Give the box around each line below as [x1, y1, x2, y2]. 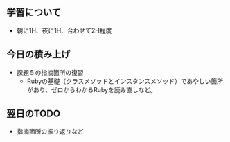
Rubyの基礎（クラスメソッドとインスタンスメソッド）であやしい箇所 [26, 77, 224, 85]
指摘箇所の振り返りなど [16, 127, 84, 136]
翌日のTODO [6, 108, 60, 120]
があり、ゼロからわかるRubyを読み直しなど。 [26, 85, 157, 94]
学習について [6, 6, 62, 19]
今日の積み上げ [6, 48, 71, 60]
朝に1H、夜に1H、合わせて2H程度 [16, 26, 112, 35]
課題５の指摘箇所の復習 [16, 68, 84, 76]
